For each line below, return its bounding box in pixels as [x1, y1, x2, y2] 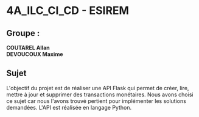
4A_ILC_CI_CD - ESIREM [6, 4, 130, 18]
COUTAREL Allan [6, 44, 50, 51]
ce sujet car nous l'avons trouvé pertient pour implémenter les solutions [6, 97, 187, 104]
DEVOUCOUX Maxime [6, 51, 63, 58]
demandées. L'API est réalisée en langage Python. [6, 104, 132, 111]
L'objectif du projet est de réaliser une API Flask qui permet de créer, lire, [6, 84, 189, 91]
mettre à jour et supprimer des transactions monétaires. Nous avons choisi [6, 91, 194, 98]
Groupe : [6, 28, 40, 38]
